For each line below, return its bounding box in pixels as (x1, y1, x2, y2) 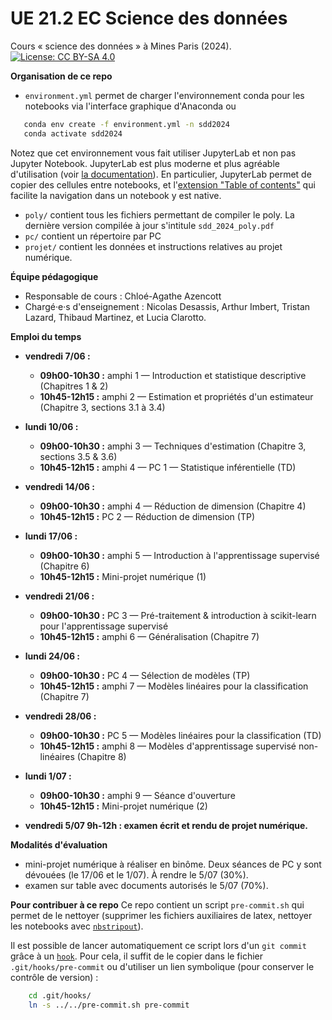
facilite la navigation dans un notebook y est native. (10, 189, 222, 201)
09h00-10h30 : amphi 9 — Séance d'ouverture (39, 789, 236, 801)
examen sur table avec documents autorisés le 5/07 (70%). (24, 879, 269, 891)
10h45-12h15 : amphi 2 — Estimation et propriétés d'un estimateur (39, 390, 314, 402)
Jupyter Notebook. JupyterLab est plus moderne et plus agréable (10, 157, 280, 169)
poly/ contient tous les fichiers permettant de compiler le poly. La (24, 208, 295, 221)
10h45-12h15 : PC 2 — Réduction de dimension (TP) (39, 510, 256, 522)
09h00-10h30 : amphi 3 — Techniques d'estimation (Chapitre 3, (39, 440, 307, 452)
